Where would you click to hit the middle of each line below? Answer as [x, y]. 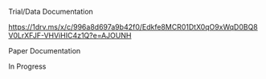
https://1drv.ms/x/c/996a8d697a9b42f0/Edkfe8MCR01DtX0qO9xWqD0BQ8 [133, 27]
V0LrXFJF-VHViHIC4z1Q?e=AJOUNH [70, 36]
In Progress [27, 66]
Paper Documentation [45, 51]
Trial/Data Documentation [51, 12]
